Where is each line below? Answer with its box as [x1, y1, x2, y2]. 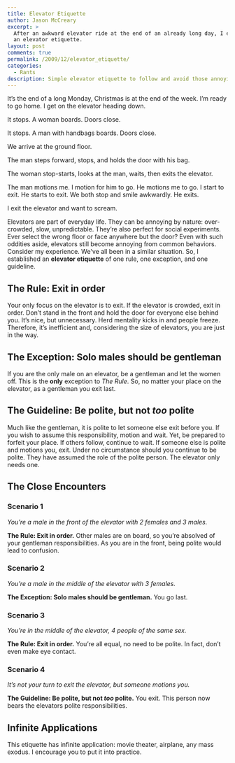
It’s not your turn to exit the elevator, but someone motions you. [7, 680, 190, 689]
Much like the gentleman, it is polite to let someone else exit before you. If [7, 423, 220, 432]
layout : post [7, 43, 45, 50]
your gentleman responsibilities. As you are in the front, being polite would [7, 539, 222, 547]
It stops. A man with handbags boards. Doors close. [7, 129, 157, 137]
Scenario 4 [7, 665, 45, 675]
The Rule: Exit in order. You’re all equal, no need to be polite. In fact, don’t [7, 640, 221, 648]
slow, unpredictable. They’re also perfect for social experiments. [36, 225, 222, 234]
